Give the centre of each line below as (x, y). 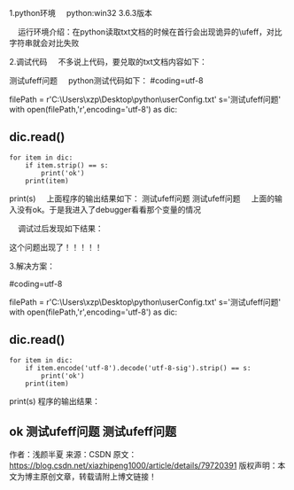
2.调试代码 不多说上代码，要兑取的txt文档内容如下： (108, 62)
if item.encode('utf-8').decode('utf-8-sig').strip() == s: (138, 368)
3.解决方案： (32, 266)
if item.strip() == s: (67, 165)
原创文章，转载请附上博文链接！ (98, 477)
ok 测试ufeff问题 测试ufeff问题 (93, 432)
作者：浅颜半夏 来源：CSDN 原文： (73, 455)
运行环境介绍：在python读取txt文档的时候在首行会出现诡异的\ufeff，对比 (150, 32)
